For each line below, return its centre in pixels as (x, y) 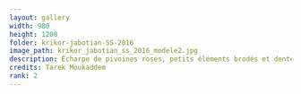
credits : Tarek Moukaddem (57, 68)
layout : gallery (39, 17)
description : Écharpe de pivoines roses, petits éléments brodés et (140, 59)
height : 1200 (34, 34)
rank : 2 (24, 76)
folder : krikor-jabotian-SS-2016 (72, 43)
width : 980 (30, 26)
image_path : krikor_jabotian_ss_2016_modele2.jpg (104, 51)
